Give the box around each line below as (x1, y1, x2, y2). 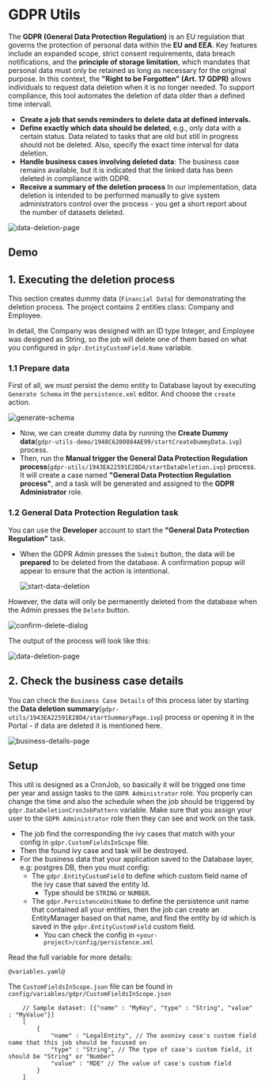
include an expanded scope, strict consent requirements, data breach (8, 48, 236, 58)
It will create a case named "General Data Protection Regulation (19, 471, 232, 480)
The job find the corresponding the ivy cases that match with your (19, 829, 236, 839)
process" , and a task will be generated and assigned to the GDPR (19, 479, 235, 489)
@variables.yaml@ (8, 968, 66, 976)
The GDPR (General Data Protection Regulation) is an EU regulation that (8, 32, 245, 41)
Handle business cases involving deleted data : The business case (19, 156, 240, 166)
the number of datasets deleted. (19, 207, 125, 217)
